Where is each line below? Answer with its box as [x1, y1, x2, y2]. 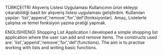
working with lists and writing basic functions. [5, 45, 98, 50]
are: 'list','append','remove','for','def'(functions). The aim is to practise [5, 40, 145, 45]
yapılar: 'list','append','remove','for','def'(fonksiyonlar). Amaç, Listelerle [5, 15, 147, 20]
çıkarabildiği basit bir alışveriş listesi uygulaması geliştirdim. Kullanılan [5, 10, 145, 15]
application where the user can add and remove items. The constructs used [5, 34, 157, 40]
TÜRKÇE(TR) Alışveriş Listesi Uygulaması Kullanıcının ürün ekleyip [5, 5, 138, 10]
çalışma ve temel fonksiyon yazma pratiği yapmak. [5, 20, 106, 26]
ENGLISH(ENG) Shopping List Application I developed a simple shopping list [5, 29, 158, 35]
